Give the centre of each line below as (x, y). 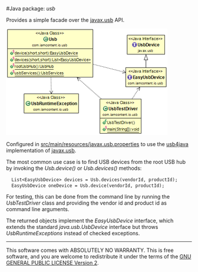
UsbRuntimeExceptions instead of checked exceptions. (73, 233)
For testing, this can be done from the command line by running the (88, 197)
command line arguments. (38, 209)
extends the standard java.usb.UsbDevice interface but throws (82, 227)
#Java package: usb (31, 9)
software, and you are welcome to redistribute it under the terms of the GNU (99, 256)
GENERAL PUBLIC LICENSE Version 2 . (52, 263)
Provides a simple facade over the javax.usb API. (65, 20)
